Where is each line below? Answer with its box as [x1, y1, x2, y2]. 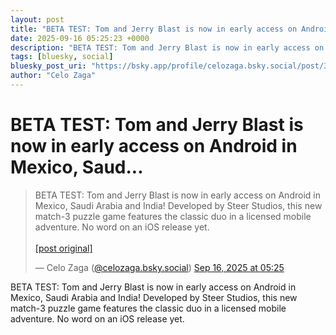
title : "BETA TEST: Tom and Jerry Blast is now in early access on [10, 24, 298, 34]
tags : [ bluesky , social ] [10, 52, 114, 62]
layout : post [10, 14, 65, 25]
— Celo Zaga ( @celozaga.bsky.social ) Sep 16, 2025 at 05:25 [34, 261, 285, 273]
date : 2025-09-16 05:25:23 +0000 [10, 33, 150, 43]
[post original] [34, 242, 93, 254]
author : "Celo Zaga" [10, 71, 97, 81]
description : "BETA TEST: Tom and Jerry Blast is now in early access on [10, 42, 325, 53]
